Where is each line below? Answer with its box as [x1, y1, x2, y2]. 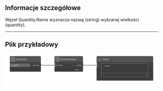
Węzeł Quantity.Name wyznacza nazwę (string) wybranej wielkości [5, 16, 139, 22]
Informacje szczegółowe [5, 4, 81, 12]
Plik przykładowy [5, 41, 59, 49]
